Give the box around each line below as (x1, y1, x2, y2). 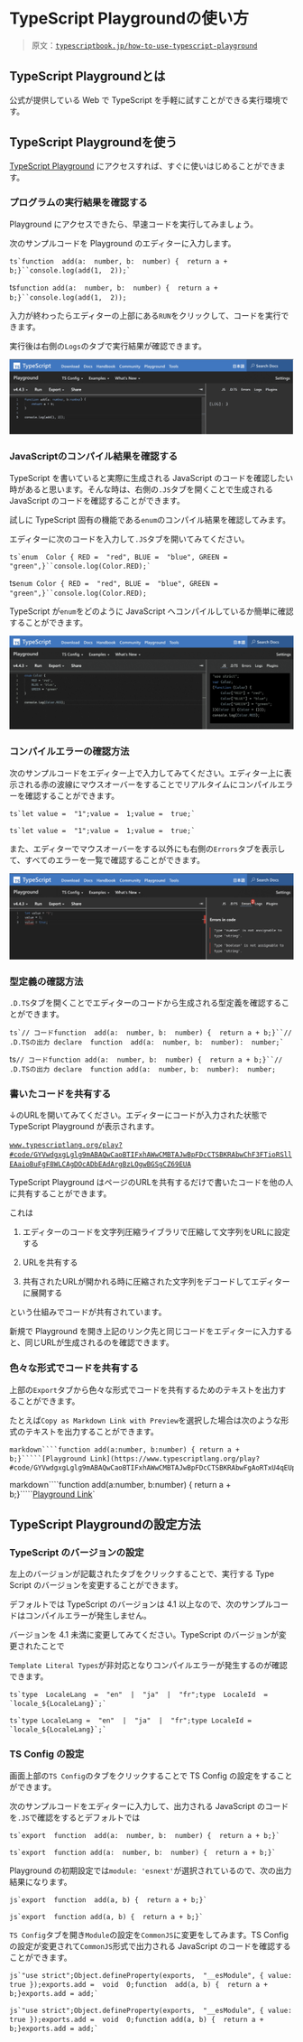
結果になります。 (9, 1876, 72, 1887)
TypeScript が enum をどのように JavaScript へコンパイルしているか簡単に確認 (9, 606, 294, 617)
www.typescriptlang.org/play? (9, 1141, 124, 1150)
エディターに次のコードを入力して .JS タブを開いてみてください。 (9, 534, 250, 544)
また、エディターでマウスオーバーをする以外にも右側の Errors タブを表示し (9, 843, 286, 854)
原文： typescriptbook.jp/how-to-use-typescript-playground (31, 40, 258, 51)
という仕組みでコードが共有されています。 (9, 1306, 167, 1318)
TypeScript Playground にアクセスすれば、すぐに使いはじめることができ (9, 160, 278, 172)
